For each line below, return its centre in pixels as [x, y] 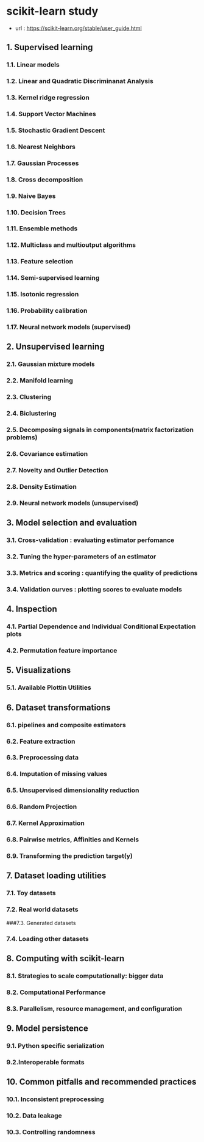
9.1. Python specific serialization [55, 1046]
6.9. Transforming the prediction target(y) [69, 856]
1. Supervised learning [50, 47]
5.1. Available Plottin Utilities [49, 687]
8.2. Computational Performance [56, 992]
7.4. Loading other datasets [48, 939]
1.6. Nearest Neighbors [41, 147]
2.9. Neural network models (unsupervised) [72, 503]
